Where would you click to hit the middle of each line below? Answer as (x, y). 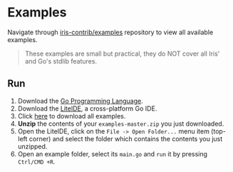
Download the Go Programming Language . (81, 101)
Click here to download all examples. (72, 116)
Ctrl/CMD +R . (36, 161)
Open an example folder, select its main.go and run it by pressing (113, 153)
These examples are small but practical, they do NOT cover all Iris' (122, 54)
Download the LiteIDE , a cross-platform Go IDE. (87, 108)
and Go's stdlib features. (61, 61)
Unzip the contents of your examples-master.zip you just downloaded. (121, 123)
